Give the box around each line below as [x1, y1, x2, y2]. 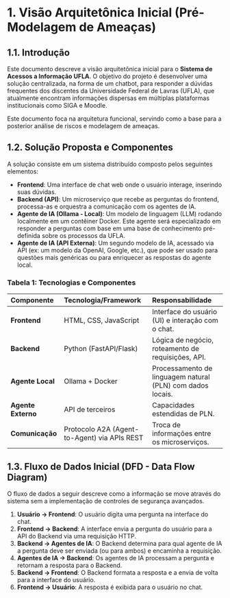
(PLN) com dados [151, 381, 209, 390]
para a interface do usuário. [16, 575, 96, 584]
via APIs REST [98, 433, 144, 443]
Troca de [151, 420, 181, 430]
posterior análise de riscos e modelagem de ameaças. [7, 122, 160, 130]
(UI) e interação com [151, 315, 219, 325]
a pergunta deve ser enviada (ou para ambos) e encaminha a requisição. [16, 547, 222, 555]
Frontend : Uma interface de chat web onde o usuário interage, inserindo [16, 180, 222, 189]
